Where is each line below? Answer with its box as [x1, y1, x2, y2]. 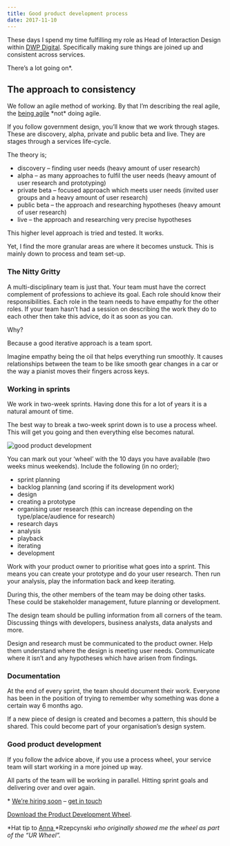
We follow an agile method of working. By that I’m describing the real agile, [7, 102, 220, 111]
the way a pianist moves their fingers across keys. [7, 367, 150, 375]
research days [17, 519, 59, 527]
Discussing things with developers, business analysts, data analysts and [7, 618, 213, 626]
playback [17, 534, 44, 543]
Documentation [7, 671, 61, 681]
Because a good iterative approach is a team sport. [7, 339, 153, 347]
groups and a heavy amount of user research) [17, 194, 148, 202]
